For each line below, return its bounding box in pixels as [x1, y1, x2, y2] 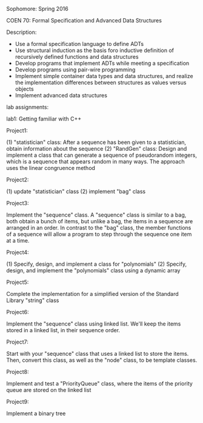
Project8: [6, 369, 29, 375]
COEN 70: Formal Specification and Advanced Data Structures [6, 17, 162, 24]
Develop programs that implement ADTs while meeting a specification [15, 60, 190, 67]
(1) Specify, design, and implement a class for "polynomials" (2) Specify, [6, 260, 187, 267]
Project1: [6, 127, 28, 134]
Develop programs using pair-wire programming [15, 66, 136, 73]
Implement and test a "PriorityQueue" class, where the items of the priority [6, 380, 193, 387]
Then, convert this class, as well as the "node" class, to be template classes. [6, 356, 198, 364]
